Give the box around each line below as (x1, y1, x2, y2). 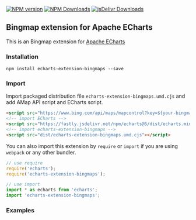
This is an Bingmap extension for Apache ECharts (6, 38, 125, 45)
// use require (6, 160, 43, 166)
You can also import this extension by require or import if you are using (6, 142, 178, 149)
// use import (6, 181, 41, 187)
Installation (6, 53, 39, 61)
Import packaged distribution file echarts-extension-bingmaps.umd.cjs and (6, 92, 185, 99)
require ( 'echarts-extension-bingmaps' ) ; (6, 171, 106, 177)
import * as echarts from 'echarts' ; (6, 187, 98, 193)
